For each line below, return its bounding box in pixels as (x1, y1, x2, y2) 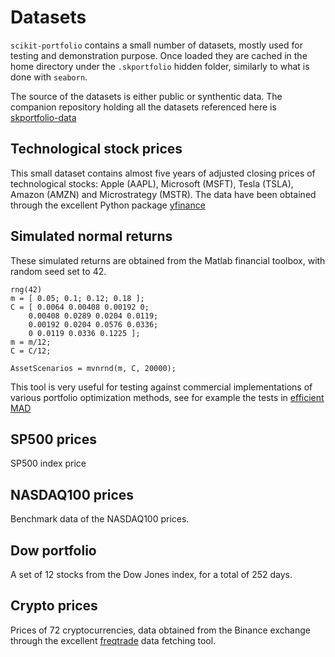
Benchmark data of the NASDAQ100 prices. (10, 513, 190, 525)
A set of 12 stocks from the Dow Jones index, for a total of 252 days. (10, 569, 293, 580)
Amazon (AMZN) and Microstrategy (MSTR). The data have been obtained (10, 188, 317, 200)
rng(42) (10, 284, 43, 295)
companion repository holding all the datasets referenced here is (10, 101, 277, 113)
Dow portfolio (10, 542, 97, 559)
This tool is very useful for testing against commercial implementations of (10, 381, 313, 393)
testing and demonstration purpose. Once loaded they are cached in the (10, 49, 308, 61)
